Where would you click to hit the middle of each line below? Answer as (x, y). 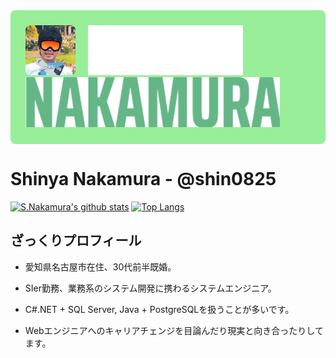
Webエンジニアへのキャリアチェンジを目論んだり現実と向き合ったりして (174, 330)
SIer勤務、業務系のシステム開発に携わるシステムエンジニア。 (150, 288)
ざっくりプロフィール (76, 240)
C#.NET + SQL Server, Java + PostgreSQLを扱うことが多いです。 (159, 309)
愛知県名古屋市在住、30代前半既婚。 (100, 266)
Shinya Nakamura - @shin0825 (143, 179)
